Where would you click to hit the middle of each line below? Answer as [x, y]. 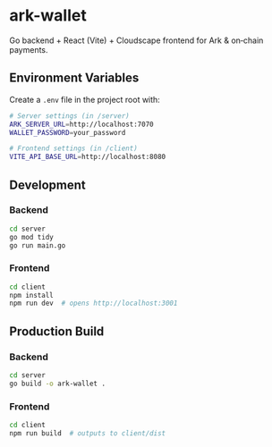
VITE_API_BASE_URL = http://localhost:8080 [88, 157]
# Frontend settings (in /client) [74, 148]
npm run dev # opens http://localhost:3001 [93, 304]
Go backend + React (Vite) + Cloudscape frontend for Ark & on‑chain [136, 40]
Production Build [57, 331]
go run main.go [38, 245]
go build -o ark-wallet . [57, 384]
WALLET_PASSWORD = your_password [68, 132]
